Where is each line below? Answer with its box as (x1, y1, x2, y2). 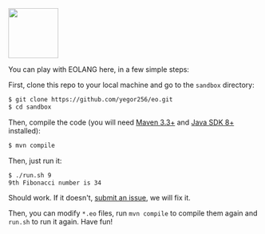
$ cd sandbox (8, 103, 52, 111)
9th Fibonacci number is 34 (8, 179, 102, 187)
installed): (8, 125, 42, 135)
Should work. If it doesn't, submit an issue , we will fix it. (8, 193, 191, 203)
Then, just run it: (8, 156, 62, 165)
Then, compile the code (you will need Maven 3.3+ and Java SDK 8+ (8, 117, 235, 127)
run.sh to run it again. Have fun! (8, 217, 113, 227)
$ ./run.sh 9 (8, 171, 52, 179)
